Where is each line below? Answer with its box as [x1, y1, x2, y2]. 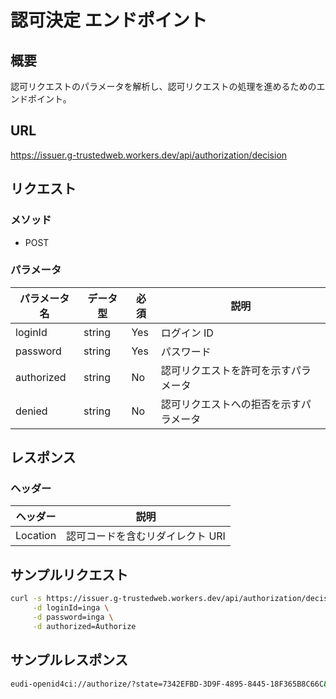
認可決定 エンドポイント [10, 9, 208, 32]
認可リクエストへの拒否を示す [160, 397, 302, 411]
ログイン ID [160, 326, 214, 340]
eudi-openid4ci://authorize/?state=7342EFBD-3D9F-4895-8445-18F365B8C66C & [10, 679, 329, 689]
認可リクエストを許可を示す [160, 363, 292, 377]
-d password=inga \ [32, 612, 114, 623]
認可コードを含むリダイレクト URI [66, 529, 226, 543]
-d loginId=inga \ [32, 603, 110, 613]
